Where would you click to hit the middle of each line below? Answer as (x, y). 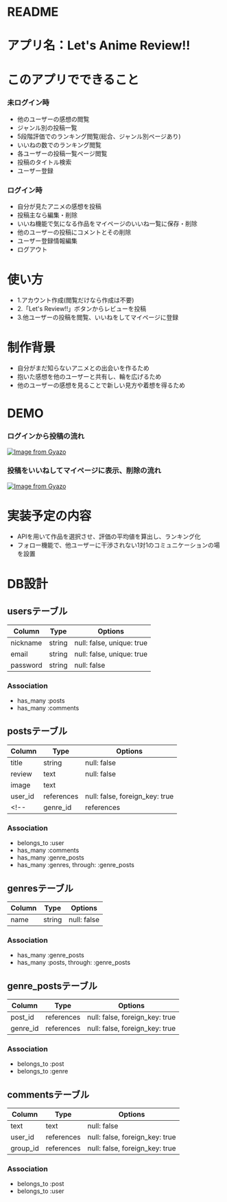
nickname (26, 642)
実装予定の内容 (49, 516)
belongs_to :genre (43, 1071)
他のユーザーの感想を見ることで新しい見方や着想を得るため (101, 385)
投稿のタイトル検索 (44, 162)
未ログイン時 (28, 102)
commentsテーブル (48, 1094)
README (33, 12)
